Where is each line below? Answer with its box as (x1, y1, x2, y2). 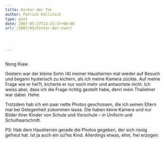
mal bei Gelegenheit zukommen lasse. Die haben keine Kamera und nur (5, 107, 152, 113)
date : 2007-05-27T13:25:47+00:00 (5, 21, 75, 26)
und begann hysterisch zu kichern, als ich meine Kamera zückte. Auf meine (5, 76, 161, 82)
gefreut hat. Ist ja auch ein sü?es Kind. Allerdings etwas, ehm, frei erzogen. (5, 132, 160, 138)
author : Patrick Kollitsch (5, 12, 61, 17)
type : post (5, 16, 28, 21)
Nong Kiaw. (5, 61, 29, 67)
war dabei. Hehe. (5, 92, 41, 98)
